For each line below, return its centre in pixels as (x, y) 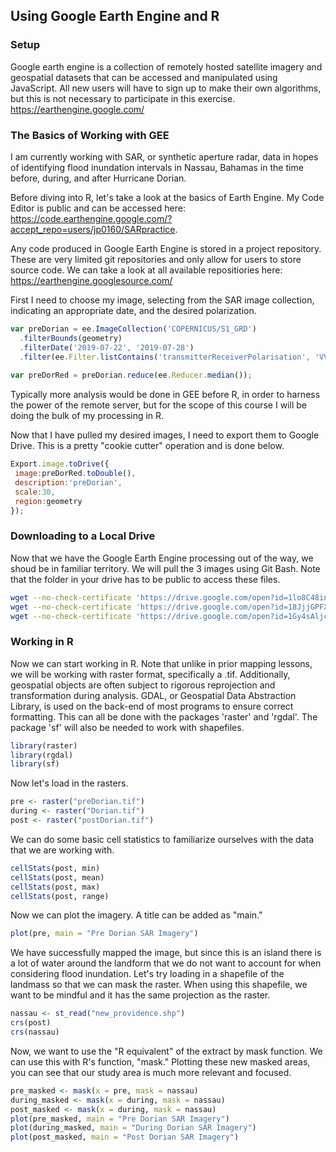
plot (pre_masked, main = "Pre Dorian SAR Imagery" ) (120, 1119)
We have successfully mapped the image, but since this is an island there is (166, 953)
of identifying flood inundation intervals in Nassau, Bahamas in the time (157, 167)
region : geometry (48, 501)
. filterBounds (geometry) (71, 338)
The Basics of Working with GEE (90, 135)
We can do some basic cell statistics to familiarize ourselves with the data (162, 839)
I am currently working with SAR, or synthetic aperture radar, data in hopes (164, 156)
